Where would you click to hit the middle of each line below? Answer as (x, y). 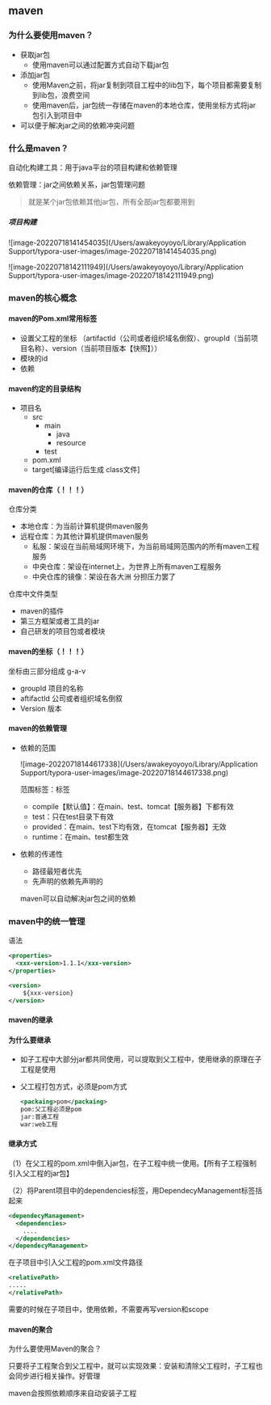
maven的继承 (31, 1020)
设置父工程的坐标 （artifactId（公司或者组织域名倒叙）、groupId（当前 (135, 338)
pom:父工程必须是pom (51, 1110)
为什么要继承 (29, 1040)
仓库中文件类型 (33, 594)
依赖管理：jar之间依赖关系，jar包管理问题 (77, 184)
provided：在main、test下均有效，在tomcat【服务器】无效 (129, 826)
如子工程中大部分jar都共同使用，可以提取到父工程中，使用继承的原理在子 (141, 1059)
